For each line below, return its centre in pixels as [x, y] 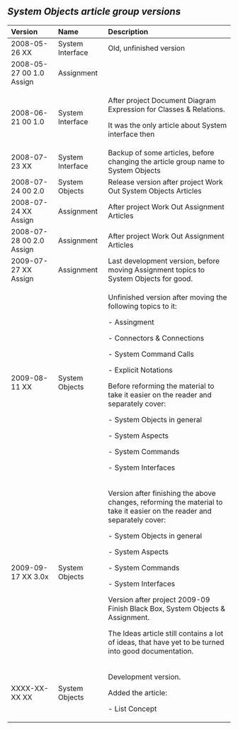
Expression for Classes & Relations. [166, 109]
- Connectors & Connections [156, 338]
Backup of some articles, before [161, 153]
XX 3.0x [35, 576]
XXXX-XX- [30, 688]
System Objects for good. [151, 278]
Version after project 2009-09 [159, 599]
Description [128, 31]
